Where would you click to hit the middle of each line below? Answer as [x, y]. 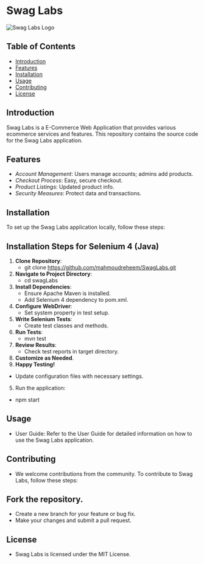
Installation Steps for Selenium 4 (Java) [83, 246]
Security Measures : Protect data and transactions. [78, 193]
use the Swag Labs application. [55, 440]
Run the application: [40, 388]
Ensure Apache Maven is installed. [67, 293]
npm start [27, 400]
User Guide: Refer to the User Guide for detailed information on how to [104, 433]
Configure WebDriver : [44, 306]
